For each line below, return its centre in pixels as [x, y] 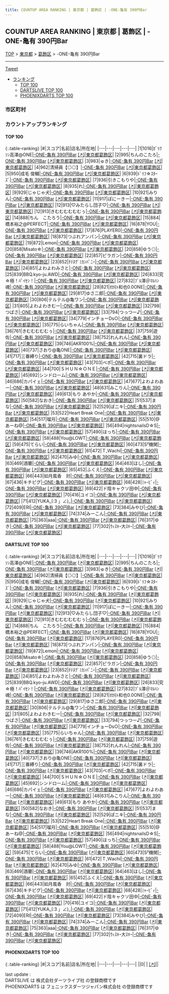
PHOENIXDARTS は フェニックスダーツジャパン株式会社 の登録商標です [79, 986]
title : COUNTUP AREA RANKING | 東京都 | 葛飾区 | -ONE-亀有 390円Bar [76, 10]
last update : [18, 974]
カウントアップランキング [36, 124]
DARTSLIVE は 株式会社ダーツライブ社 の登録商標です [61, 980]
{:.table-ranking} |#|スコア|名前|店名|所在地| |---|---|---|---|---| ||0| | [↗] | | [82, 964]
